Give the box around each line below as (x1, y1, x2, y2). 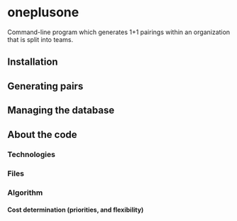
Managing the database (7, 104, 115, 117)
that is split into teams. (7, 35, 73, 43)
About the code (7, 129, 77, 141)
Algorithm (7, 188, 43, 198)
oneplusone (7, 4, 79, 21)
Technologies (7, 150, 55, 160)
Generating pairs (7, 80, 84, 92)
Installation (7, 56, 58, 68)
